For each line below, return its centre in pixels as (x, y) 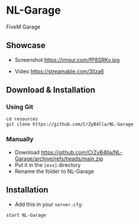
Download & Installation (51, 90)
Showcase (26, 45)
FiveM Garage (23, 27)
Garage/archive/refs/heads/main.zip (59, 159)
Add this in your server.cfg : (49, 204)
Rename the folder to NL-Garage (54, 171)
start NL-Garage (26, 215)
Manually (20, 139)
